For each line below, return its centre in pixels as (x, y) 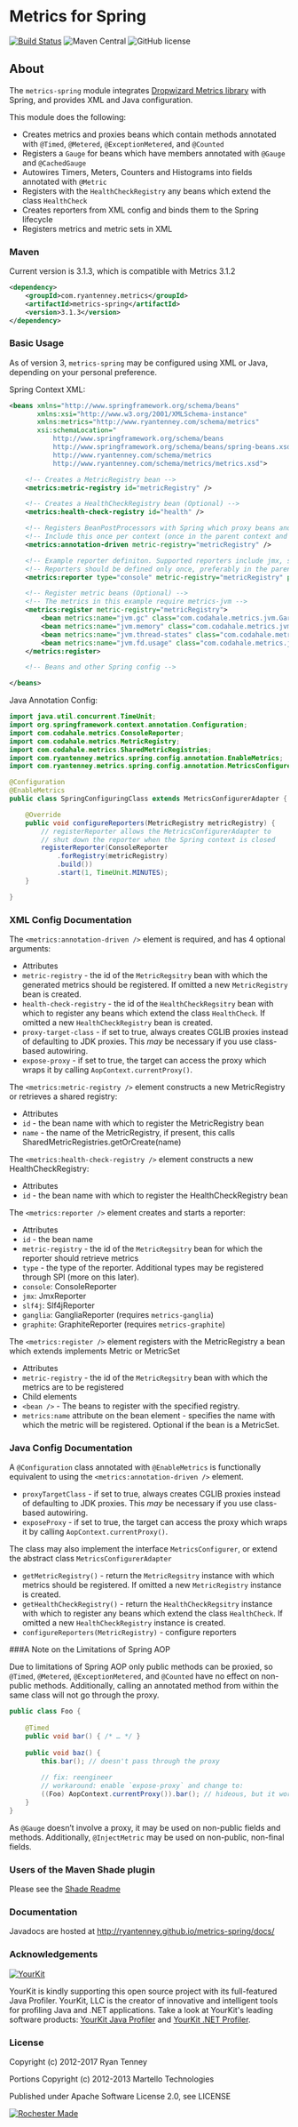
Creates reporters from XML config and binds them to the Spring (140, 210)
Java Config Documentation (71, 1448)
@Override (43, 815)
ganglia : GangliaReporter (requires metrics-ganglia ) (118, 1315)
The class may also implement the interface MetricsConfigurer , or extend (143, 1549)
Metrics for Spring (78, 16)
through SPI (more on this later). (81, 1277)
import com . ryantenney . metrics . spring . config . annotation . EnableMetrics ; (146, 758)
